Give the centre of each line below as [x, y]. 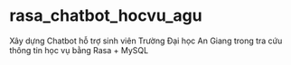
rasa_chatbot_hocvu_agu [106, 16]
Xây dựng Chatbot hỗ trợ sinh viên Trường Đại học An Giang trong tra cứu [146, 41]
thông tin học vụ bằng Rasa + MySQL [79, 50]
